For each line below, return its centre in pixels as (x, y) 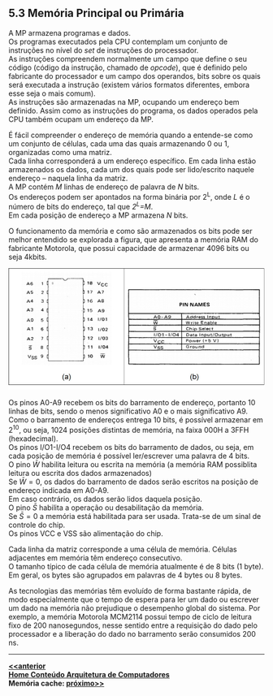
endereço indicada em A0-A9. (59, 490)
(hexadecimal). (33, 439)
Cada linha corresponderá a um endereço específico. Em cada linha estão (132, 161)
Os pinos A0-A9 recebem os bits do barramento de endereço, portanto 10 (132, 403)
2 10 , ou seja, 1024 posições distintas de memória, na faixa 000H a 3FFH (129, 429)
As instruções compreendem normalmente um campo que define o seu (128, 58)
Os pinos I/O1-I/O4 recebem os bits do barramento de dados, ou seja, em (131, 447)
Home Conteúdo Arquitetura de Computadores (89, 674)
